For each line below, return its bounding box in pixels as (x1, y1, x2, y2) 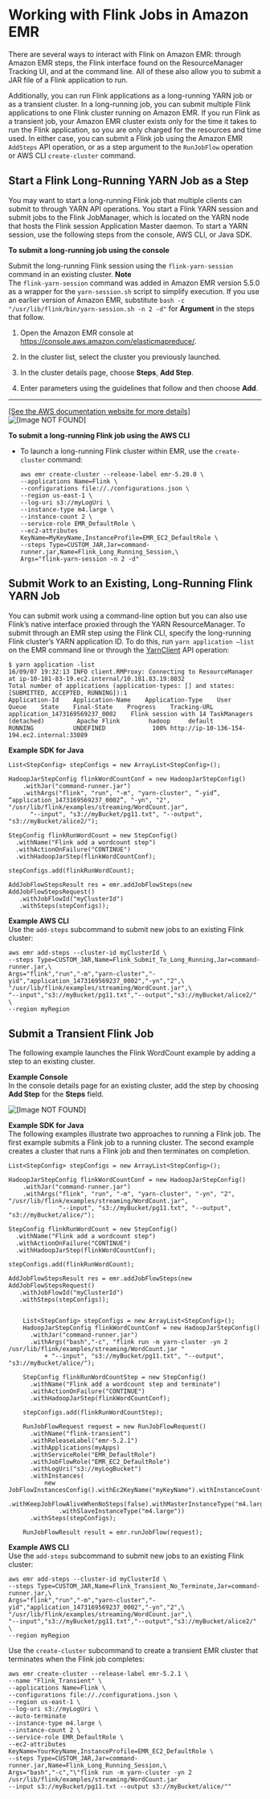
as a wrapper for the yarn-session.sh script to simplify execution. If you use (8, 286, 260, 296)
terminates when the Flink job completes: (8, 1654, 145, 1664)
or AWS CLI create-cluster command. (8, 151, 136, 160)
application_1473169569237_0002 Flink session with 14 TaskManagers (8, 710, 253, 718)
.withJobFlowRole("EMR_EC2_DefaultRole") (29, 1458, 171, 1466)
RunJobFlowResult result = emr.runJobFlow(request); (22, 1528, 203, 1536)
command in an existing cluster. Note (8, 269, 132, 279)
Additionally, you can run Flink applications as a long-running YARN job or (8, 90, 253, 100)
